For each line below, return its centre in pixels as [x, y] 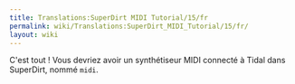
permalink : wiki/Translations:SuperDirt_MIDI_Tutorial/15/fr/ [129, 26]
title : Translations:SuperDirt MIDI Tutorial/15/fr [109, 18]
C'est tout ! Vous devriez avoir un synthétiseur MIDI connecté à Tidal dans [147, 61]
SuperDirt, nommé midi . [54, 70]
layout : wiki [34, 34]
